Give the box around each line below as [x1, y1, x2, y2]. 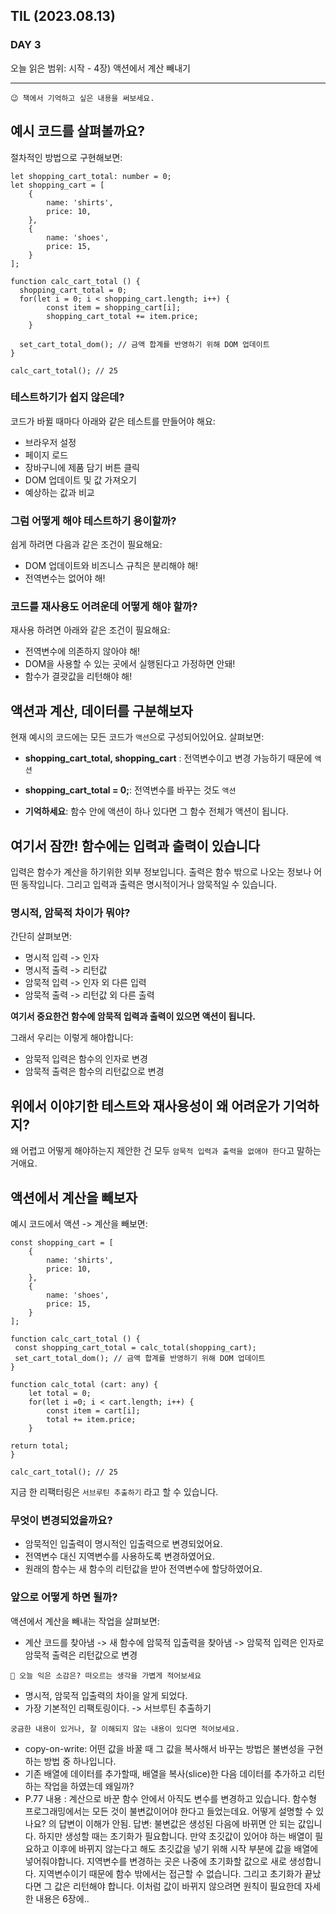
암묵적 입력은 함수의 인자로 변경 [24, 1053, 148, 1065]
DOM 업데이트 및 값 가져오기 [24, 474, 137, 486]
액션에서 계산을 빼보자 [10, 1189, 138, 1206]
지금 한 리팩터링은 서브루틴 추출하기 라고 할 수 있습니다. [10, 1485, 219, 1498]
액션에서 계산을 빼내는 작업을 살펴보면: [10, 1615, 160, 1627]
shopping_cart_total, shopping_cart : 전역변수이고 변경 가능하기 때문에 [24, 752, 313, 764]
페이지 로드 [24, 449, 69, 461]
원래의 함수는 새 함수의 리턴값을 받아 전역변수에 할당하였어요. [24, 1563, 263, 1575]
